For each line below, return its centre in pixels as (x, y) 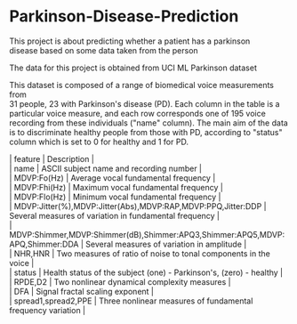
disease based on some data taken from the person (104, 50)
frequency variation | (48, 310)
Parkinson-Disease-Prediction (124, 16)
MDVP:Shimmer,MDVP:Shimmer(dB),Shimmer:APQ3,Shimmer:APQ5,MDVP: (147, 234)
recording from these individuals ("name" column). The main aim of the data (149, 123)
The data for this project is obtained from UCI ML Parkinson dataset (133, 68)
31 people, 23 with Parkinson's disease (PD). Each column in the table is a (144, 103)
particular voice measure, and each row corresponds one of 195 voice (138, 113)
